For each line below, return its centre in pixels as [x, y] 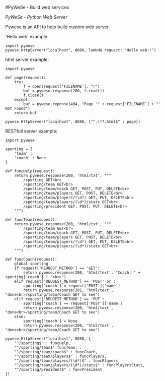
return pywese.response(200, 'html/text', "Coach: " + [82, 273]
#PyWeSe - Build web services [37, 7]
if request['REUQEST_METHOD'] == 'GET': [57, 268]
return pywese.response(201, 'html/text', [68, 290]
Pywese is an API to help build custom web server [57, 27]
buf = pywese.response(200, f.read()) [64, 91]
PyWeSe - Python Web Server [36, 17]
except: [22, 100]
